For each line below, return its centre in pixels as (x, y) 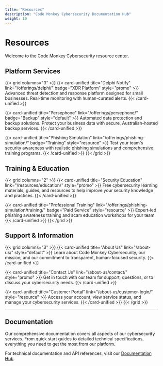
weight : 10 (16, 18)
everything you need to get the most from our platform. (60, 344)
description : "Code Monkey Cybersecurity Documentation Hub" (68, 14)
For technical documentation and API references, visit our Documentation (78, 353)
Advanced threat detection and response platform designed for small (74, 93)
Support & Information (40, 236)
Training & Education (37, 168)
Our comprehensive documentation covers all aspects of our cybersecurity (80, 334)
